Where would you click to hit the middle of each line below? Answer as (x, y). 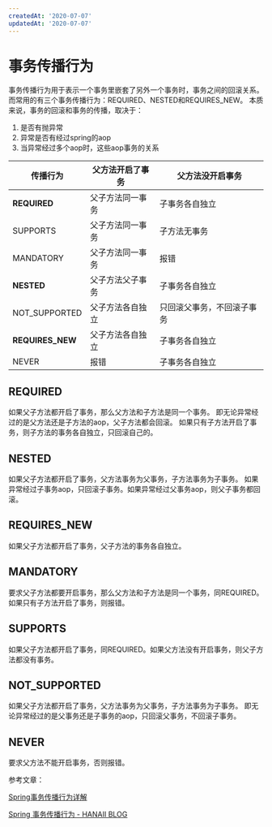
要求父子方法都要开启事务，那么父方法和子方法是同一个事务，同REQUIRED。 (136, 592)
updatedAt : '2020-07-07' (50, 24)
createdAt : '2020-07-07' (50, 16)
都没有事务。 (36, 659)
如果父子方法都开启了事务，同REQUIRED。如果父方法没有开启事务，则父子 (132, 649)
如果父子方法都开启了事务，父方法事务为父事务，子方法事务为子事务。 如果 (134, 479)
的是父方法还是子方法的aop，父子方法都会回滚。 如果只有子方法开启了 (132, 422)
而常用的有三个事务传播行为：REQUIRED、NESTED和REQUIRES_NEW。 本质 (136, 100)
